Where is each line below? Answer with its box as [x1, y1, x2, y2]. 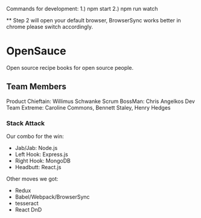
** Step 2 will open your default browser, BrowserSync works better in [6, 17, 181, 23]
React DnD [14, 206, 42, 213]
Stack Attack [6, 119, 45, 127]
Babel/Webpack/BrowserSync [14, 193, 90, 201]
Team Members [6, 81, 66, 92]
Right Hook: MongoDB [14, 157, 71, 164]
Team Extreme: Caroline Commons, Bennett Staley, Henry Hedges [6, 104, 171, 111]
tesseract [14, 200, 39, 207]
